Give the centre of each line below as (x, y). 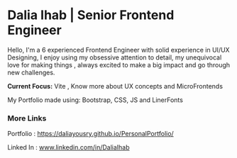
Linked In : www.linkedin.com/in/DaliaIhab (68, 147)
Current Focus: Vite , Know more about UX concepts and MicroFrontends (115, 86)
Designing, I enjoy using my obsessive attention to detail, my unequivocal (115, 57)
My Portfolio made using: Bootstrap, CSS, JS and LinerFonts (95, 100)
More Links (27, 118)
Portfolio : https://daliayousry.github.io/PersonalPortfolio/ (90, 134)
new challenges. (31, 72)
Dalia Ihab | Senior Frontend (91, 15)
